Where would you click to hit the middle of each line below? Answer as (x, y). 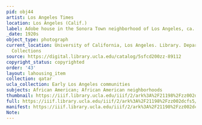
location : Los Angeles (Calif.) (47, 23)
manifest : (19, 107)
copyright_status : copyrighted (45, 62)
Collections (27, 51)
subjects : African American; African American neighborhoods (84, 90)
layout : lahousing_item (36, 73)
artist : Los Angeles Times (40, 17)
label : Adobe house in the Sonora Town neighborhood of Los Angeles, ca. (101, 29)
